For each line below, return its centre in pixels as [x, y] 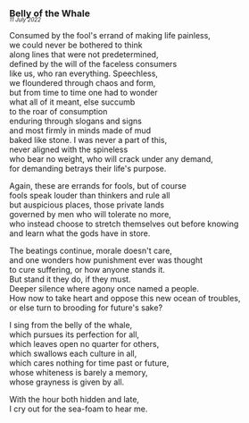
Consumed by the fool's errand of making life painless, [110, 36]
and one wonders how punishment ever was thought [106, 260]
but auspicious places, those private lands [87, 205]
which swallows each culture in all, [73, 354]
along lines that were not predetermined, [84, 55]
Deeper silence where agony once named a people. [104, 289]
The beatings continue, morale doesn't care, [91, 251]
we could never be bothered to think [76, 45]
